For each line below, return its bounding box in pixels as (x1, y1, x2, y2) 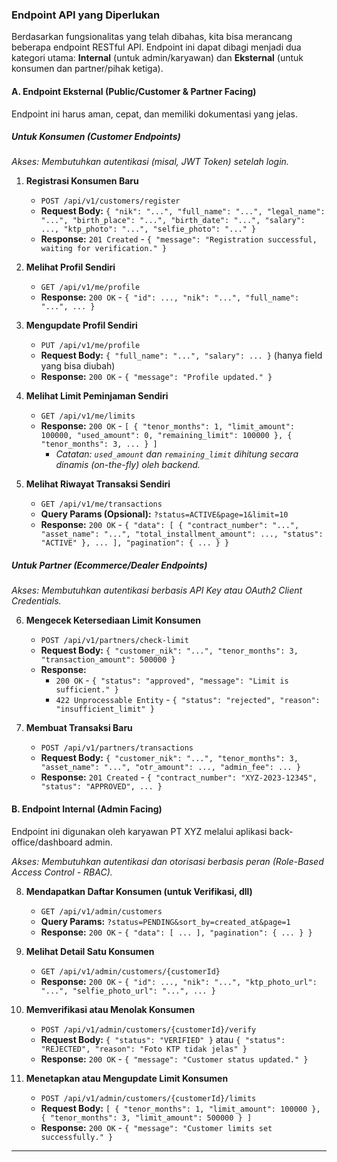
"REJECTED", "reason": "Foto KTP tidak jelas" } (40, 1044, 248, 1054)
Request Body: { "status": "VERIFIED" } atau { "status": (40, 1033, 286, 1045)
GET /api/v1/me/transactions (40, 499, 163, 510)
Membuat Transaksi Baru (25, 722, 133, 734)
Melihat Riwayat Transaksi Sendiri (25, 478, 171, 490)
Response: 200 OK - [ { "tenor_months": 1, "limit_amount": (40, 420, 296, 432)
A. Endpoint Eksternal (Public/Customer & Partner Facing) (11, 85, 257, 97)
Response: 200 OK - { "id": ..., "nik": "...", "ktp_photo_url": (40, 975, 318, 987)
